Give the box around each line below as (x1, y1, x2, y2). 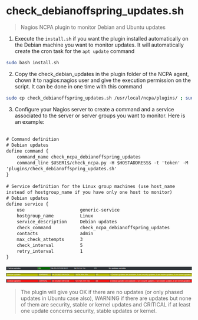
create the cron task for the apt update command (14, 47, 135, 54)
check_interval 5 (16, 242, 83, 248)
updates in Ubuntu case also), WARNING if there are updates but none (20, 295, 192, 302)
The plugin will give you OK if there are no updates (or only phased (20, 288, 183, 295)
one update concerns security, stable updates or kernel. (20, 307, 157, 314)
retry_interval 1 (16, 248, 83, 254)
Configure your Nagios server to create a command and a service (14, 105, 174, 113)
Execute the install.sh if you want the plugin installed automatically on (14, 35, 189, 42)
